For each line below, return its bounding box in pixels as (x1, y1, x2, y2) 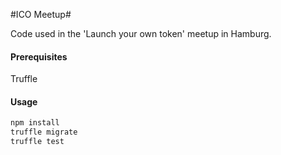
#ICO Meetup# (10, 9, 72, 20)
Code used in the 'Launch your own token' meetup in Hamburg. (10, 28, 272, 39)
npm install (10, 118, 60, 128)
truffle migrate (10, 127, 78, 138)
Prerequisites (10, 50, 68, 63)
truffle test (10, 137, 65, 147)
